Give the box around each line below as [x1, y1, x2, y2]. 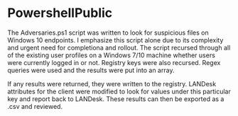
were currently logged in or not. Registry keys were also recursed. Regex [7, 58, 221, 66]
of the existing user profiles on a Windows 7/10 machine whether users [7, 51, 215, 59]
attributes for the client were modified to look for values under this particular [7, 87, 231, 95]
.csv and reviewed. [7, 102, 63, 110]
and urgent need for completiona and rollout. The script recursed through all [7, 43, 231, 52]
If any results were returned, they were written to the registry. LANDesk [7, 79, 217, 88]
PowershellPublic [7, 5, 113, 21]
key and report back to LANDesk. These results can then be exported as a [7, 94, 225, 103]
